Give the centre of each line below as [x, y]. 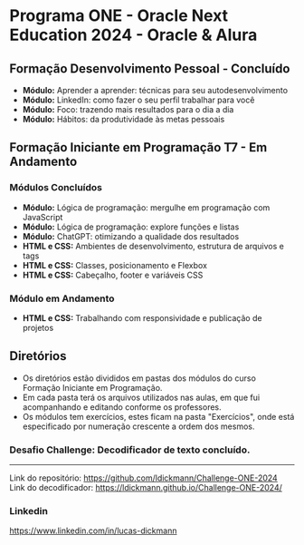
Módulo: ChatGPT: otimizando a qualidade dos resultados [131, 236]
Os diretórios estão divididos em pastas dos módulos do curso [139, 378]
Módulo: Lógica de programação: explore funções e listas [131, 227]
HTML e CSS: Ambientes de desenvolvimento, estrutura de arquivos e [153, 246]
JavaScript [43, 217]
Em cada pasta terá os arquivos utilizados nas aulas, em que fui [141, 397]
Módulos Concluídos [56, 188]
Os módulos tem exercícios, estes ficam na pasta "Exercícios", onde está [158, 416]
